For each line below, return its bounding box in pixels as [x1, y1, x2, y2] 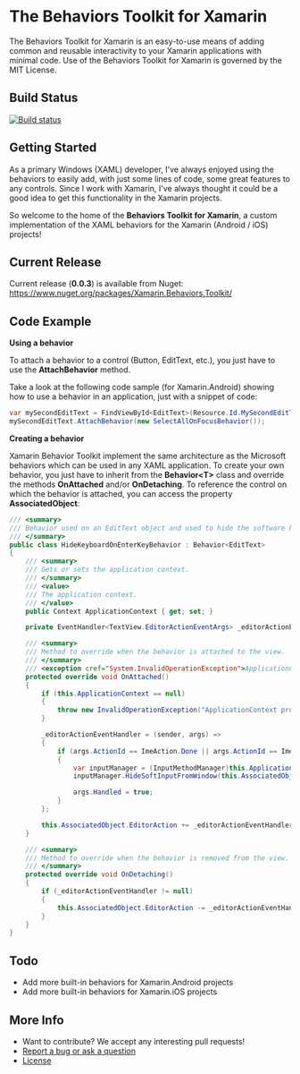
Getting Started [9, 141, 97, 156]
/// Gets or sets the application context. [25, 566, 190, 575]
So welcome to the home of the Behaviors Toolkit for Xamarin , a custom [9, 209, 278, 220]
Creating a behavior [9, 432, 85, 444]
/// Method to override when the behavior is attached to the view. [25, 647, 286, 657]
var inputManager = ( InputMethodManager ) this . [72, 763, 250, 772]
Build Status [9, 90, 79, 106]
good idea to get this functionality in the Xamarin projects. [9, 192, 222, 203]
